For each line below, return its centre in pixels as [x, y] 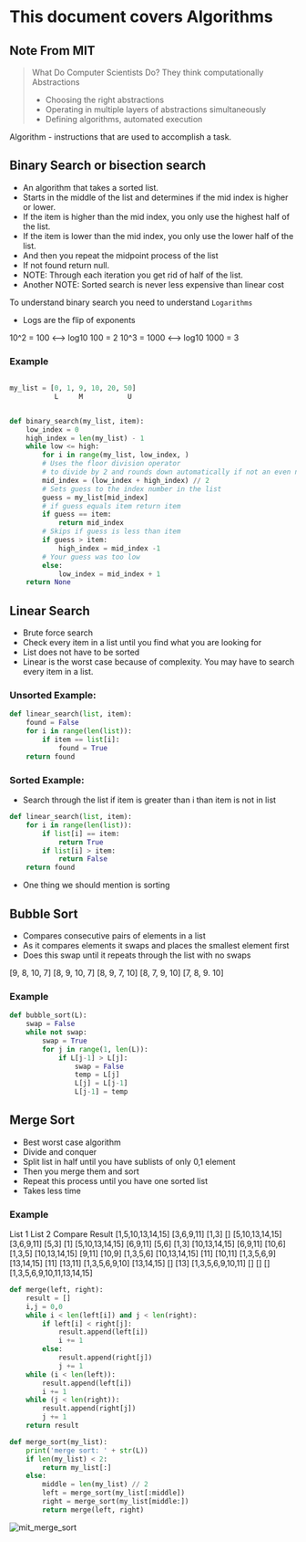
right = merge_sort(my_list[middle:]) [116, 1502]
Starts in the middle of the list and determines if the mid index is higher [155, 197]
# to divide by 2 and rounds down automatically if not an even [167, 472]
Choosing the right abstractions [105, 100]
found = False [52, 723]
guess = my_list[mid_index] [95, 498]
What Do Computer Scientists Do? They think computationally [148, 72]
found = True [82, 748]
